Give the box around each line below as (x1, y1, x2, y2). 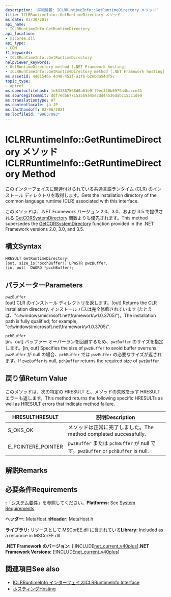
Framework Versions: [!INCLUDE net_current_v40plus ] (5, 549, 120, 555)
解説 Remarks (5, 466, 48, 475)
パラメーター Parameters (5, 281, 83, 289)
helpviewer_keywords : (5, 60, 51, 65)
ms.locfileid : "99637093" (5, 112, 60, 117)
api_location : (5, 31, 36, 36)
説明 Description (96, 414, 135, 421)
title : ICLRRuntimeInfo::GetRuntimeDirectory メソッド (5, 12, 121, 17)
